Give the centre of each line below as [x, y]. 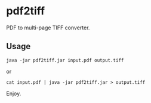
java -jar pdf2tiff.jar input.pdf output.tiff [65, 60]
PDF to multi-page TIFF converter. [48, 28]
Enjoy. [14, 93]
